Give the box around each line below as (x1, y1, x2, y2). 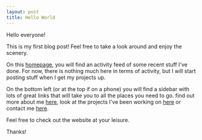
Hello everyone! (6, 31, 46, 38)
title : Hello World (6, 14, 56, 21)
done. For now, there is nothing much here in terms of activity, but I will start (6, 67, 196, 74)
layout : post (6, 8, 39, 15)
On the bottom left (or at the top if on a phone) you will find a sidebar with (6, 85, 189, 92)
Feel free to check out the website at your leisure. (6, 116, 130, 124)
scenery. (6, 49, 28, 56)
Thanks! (6, 128, 27, 135)
